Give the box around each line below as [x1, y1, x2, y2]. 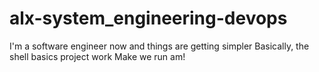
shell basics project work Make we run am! [9, 50, 186, 62]
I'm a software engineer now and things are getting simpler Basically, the [9, 40, 310, 52]
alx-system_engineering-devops [9, 7, 288, 30]
